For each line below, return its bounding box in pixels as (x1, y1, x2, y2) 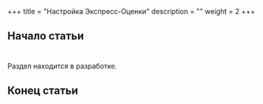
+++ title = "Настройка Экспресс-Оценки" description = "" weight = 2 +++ (7, 7, 256, 16)
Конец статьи (7, 84, 78, 97)
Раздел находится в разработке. (7, 61, 118, 70)
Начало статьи (7, 29, 85, 43)
